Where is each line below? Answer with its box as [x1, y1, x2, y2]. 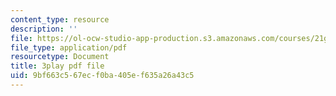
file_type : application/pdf [10, 42, 128, 53]
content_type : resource [10, 14, 110, 25]
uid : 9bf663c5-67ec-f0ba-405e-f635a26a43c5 [10, 71, 195, 81]
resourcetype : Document [10, 52, 110, 62]
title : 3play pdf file [10, 61, 105, 71]
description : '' [10, 24, 78, 34]
